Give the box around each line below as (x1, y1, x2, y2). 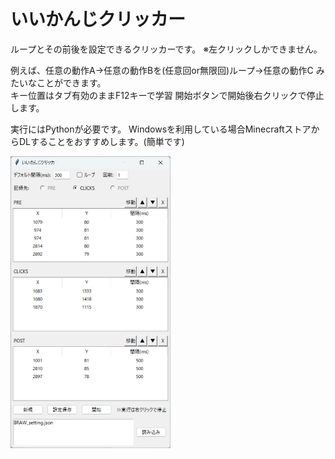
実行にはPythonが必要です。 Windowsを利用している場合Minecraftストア (10, 123, 312, 135)
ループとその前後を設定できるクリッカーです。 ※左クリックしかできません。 (10, 43, 323, 55)
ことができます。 (36, 76, 107, 89)
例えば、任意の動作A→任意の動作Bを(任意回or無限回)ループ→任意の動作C (10, 64, 314, 76)
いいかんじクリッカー (10, 8, 187, 31)
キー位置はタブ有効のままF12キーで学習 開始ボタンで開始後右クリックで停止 (10, 89, 325, 101)
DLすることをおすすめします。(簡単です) (18, 135, 185, 147)
